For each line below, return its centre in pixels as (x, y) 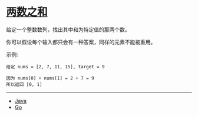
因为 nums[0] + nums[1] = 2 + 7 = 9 (50, 78)
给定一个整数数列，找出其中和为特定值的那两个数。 (68, 29)
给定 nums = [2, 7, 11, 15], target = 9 (55, 67)
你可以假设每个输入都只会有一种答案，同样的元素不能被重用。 (81, 42)
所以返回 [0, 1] (24, 84)
